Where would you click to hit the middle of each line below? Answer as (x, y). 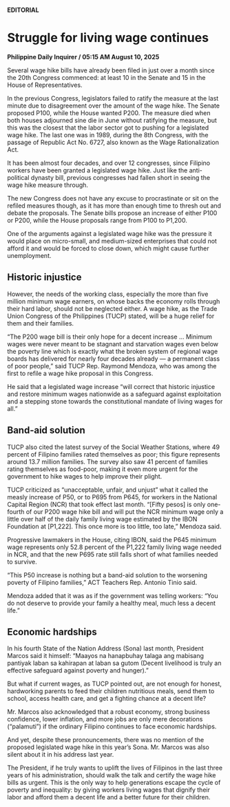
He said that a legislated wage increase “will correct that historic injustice (111, 386)
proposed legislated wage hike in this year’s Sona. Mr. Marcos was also (108, 747)
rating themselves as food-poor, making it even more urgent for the (103, 469)
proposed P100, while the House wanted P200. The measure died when (109, 112)
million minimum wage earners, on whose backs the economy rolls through (114, 301)
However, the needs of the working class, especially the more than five (108, 294)
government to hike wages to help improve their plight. (85, 476)
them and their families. (41, 323)
